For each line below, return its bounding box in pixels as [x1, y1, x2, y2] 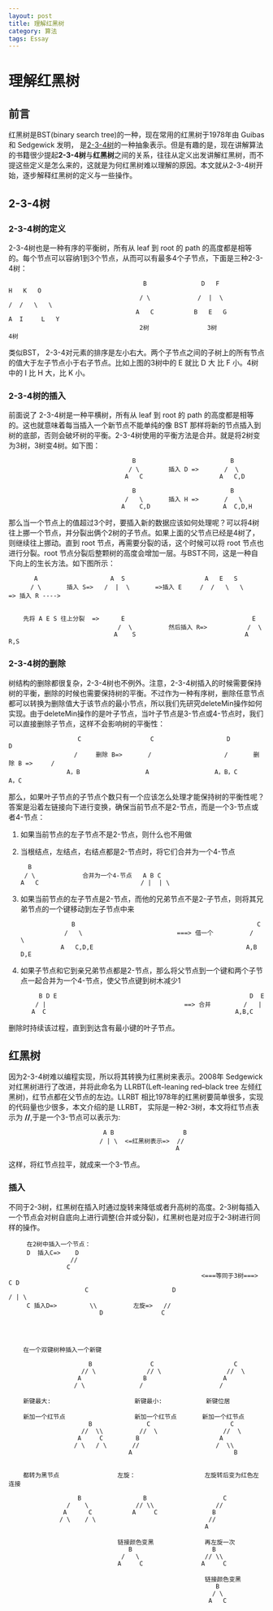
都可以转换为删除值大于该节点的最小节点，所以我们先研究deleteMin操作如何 [8, 698, 262, 708]
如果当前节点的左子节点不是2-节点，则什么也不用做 [19, 829, 193, 839]
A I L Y [8, 314, 60, 323]
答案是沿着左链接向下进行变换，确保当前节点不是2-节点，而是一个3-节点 [8, 802, 252, 812]
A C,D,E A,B [60, 943, 258, 951]
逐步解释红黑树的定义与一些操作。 [22, 171, 136, 180]
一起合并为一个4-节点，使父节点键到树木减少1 [27, 976, 181, 985]
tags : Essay [8, 34, 49, 43]
